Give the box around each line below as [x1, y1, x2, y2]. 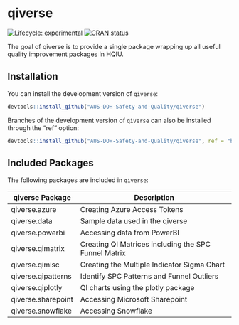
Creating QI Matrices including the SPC [80, 240, 211, 250]
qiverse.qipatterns [11, 272, 73, 282]
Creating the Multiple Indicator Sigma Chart [80, 260, 225, 270]
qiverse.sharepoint [11, 294, 73, 304]
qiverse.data [11, 216, 53, 226]
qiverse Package [13, 193, 71, 203]
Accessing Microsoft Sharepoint [80, 294, 188, 304]
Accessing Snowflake [80, 306, 153, 316]
